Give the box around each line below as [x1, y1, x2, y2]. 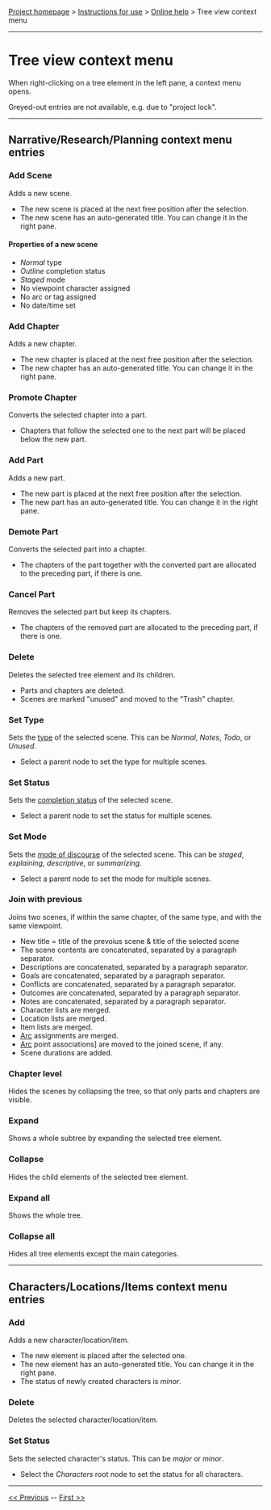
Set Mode [8, 831, 47, 842]
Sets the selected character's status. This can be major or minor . [8, 1453, 224, 1463]
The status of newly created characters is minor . [19, 1376, 181, 1386]
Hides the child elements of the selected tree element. [8, 1172, 189, 1181]
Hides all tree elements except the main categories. [8, 1249, 179, 1259]
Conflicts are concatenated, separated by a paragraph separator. [19, 979, 236, 988]
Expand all [8, 1192, 51, 1203]
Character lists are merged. [19, 1005, 111, 1014]
